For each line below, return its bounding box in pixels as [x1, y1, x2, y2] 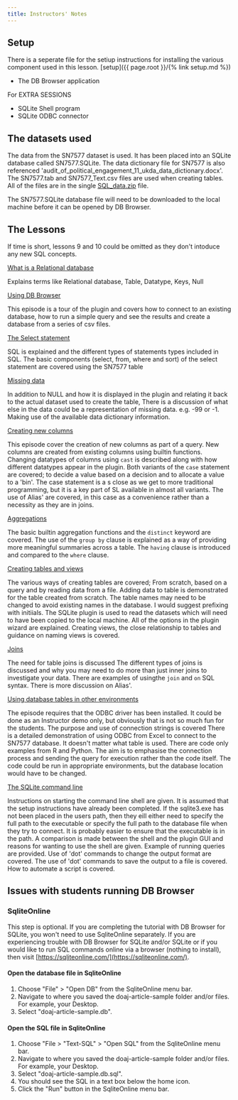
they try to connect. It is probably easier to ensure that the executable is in [7, 827, 225, 835]
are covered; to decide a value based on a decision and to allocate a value [7, 470, 225, 479]
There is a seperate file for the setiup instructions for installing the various [7, 55, 224, 64]
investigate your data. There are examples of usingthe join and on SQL [7, 674, 215, 682]
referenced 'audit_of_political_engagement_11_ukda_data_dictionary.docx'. [7, 166, 224, 175]
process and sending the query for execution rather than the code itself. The [7, 754, 231, 763]
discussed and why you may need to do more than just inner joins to [7, 666, 207, 675]
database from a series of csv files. [7, 320, 111, 329]
